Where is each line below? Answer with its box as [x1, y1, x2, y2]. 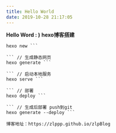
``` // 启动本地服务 [6, 71, 51, 77]
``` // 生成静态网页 [6, 54, 51, 60]
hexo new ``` [6, 43, 38, 49]
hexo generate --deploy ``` [6, 109, 76, 115]
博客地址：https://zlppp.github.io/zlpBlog [6, 121, 111, 127]
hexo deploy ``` [6, 93, 46, 99]
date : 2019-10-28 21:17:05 [6, 14, 73, 20]
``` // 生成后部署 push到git [6, 104, 73, 110]
